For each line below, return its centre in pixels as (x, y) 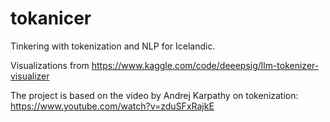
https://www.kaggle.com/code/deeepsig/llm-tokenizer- (205, 65)
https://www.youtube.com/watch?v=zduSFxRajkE (112, 106)
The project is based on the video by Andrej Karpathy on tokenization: (154, 95)
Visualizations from (50, 65)
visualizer (30, 76)
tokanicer (51, 18)
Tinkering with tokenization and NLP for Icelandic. (113, 46)
